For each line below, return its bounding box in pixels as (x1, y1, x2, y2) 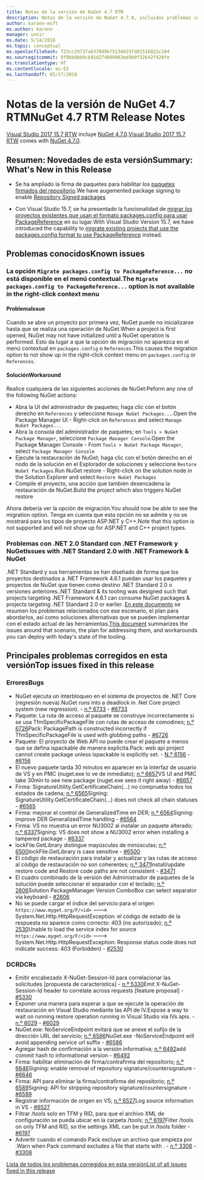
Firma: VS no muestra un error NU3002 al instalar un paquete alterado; (15, 822, 193, 829)
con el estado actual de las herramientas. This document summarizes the (6, 620, 188, 628)
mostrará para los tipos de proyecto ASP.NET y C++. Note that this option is (6, 517, 195, 525)
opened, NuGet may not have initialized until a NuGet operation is (6, 332, 170, 339)
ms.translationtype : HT (6, 60, 67, 66)
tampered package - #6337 (15, 834, 84, 842)
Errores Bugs (6, 678, 44, 687)
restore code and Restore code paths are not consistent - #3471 (15, 867, 176, 875)
